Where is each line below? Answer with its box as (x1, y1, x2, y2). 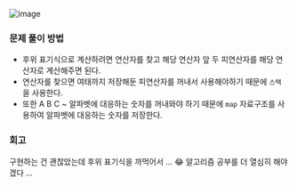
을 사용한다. (21, 87, 64, 98)
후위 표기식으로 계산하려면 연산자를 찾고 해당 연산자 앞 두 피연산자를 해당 (21, 54, 274, 65)
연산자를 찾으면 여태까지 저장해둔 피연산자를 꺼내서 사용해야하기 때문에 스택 (21, 77, 282, 87)
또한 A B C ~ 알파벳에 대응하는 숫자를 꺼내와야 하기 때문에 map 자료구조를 (21, 99, 276, 109)
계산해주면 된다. (45, 65, 101, 76)
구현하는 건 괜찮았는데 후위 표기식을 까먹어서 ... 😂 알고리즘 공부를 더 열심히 (9, 156, 272, 166)
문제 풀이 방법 (9, 32, 65, 44)
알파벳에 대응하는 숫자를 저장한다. (45, 109, 163, 120)
